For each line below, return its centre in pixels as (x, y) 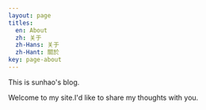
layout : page (30, 15)
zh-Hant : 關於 (37, 52)
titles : (21, 23)
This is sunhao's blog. (44, 82)
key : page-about (35, 60)
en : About (31, 30)
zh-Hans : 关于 (37, 45)
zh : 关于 (29, 38)
